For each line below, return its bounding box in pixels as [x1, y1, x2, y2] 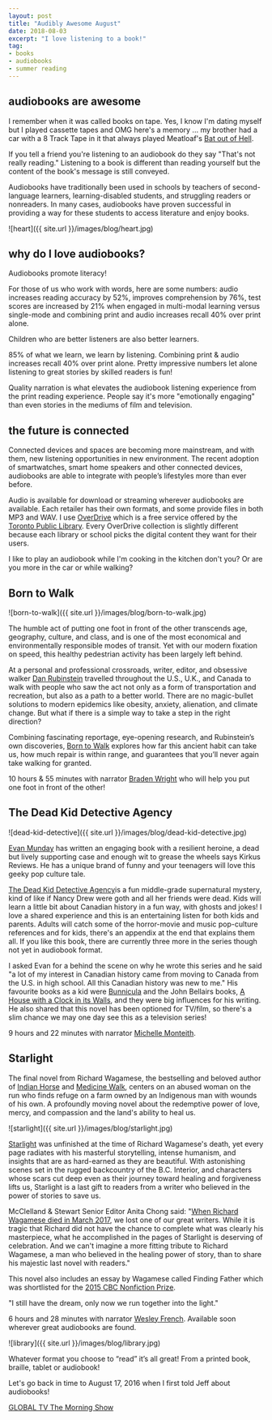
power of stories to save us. [8, 1191, 101, 1200]
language [8, 190, 40, 200]
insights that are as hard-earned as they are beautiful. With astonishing [8, 1156, 245, 1166]
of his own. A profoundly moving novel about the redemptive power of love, [8, 1099, 261, 1109]
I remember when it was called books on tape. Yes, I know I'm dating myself [8, 116, 262, 126]
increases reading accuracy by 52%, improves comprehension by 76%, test [8, 293, 261, 302]
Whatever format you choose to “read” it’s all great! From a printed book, [8, 1354, 251, 1363]
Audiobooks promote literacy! [8, 268, 108, 278]
